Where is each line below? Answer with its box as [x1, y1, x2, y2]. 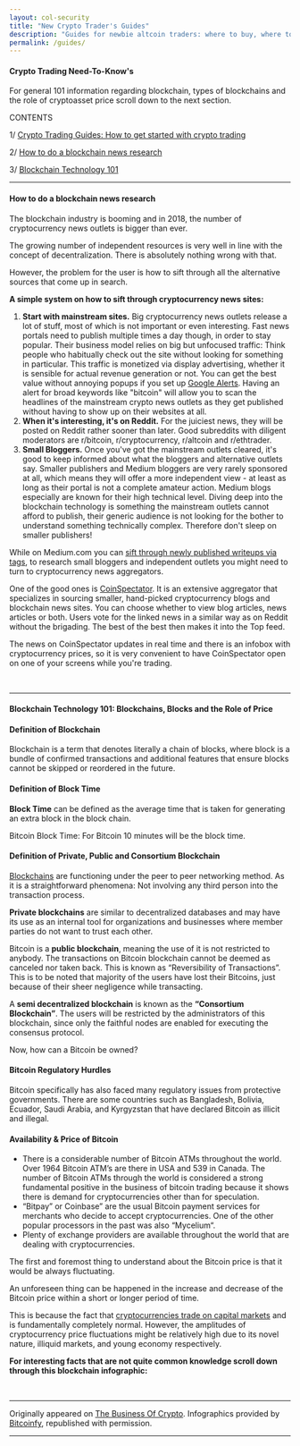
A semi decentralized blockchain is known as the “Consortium [9, 998, 245, 1009]
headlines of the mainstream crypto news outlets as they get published [21, 396, 284, 407]
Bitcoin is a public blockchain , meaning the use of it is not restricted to [9, 943, 271, 953]
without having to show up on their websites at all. [21, 406, 207, 417]
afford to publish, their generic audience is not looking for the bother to [21, 511, 284, 521]
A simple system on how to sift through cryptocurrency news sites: [9, 293, 264, 304]
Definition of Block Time [9, 783, 101, 794]
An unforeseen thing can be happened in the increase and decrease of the [9, 1283, 284, 1294]
